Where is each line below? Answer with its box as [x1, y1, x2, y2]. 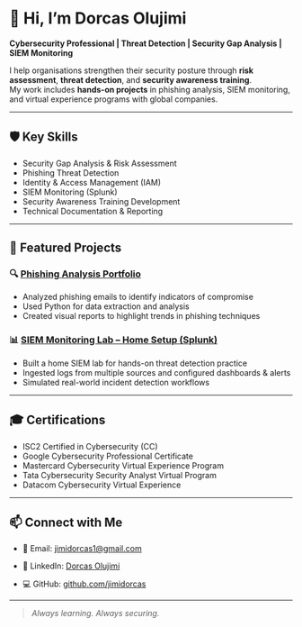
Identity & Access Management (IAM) [22, 177, 162, 187]
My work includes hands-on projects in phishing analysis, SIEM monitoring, [9, 84, 290, 95]
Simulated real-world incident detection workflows [22, 377, 209, 387]
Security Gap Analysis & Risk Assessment [22, 158, 177, 168]
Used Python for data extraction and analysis [22, 301, 191, 312]
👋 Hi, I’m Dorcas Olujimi [9, 8, 187, 29]
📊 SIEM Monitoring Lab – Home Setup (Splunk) [9, 333, 218, 346]
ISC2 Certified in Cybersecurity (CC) [22, 441, 159, 451]
